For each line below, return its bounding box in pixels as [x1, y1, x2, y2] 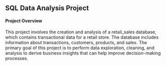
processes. [5, 55, 29, 61]
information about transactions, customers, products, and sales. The [5, 39, 147, 45]
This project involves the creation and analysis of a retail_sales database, [5, 29, 157, 35]
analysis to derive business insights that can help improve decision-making [5, 50, 161, 56]
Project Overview [5, 17, 43, 24]
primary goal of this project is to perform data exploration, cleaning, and [5, 45, 155, 51]
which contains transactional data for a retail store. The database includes [5, 34, 159, 40]
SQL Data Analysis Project [5, 4, 89, 12]
